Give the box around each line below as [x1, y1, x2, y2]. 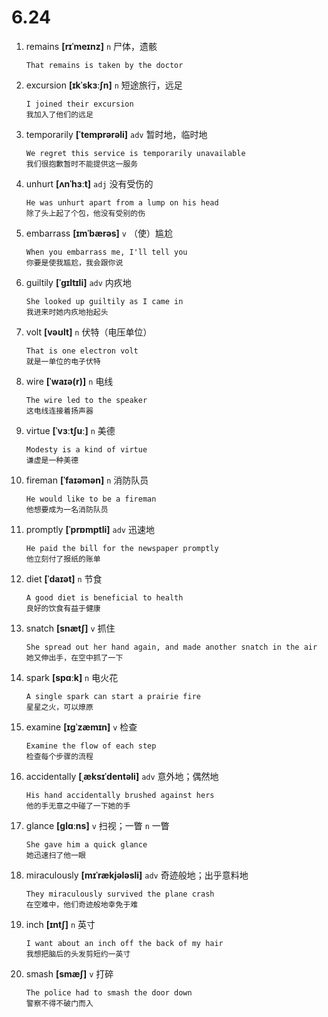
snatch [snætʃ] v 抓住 [25, 622, 116, 634]
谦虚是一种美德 [25, 455, 79, 465]
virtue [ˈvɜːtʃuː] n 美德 [25, 424, 116, 436]
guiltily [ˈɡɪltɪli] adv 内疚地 [25, 276, 132, 288]
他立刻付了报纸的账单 [25, 554, 101, 564]
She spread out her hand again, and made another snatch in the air [25, 642, 318, 652]
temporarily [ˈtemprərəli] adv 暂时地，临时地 [25, 128, 208, 140]
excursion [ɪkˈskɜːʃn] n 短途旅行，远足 [25, 79, 183, 91]
